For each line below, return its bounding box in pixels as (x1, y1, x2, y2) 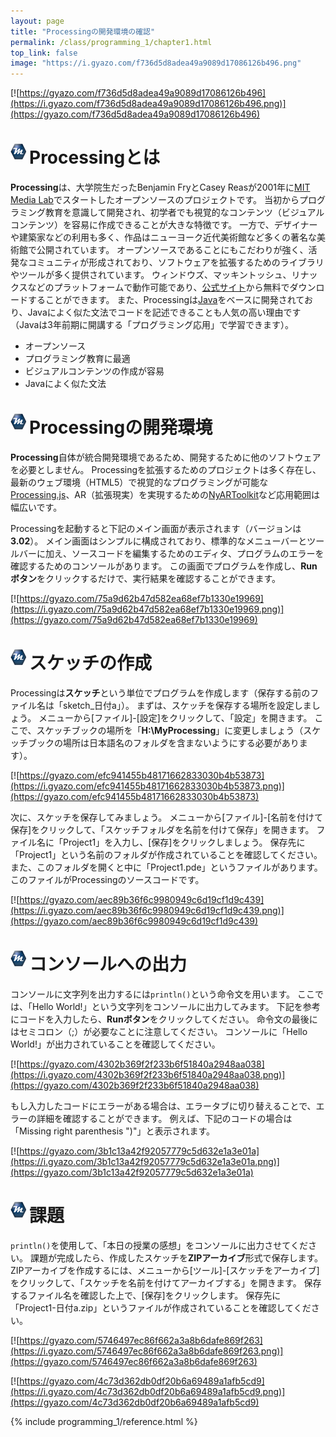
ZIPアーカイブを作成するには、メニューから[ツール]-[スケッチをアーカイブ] (10, 1264, 320, 1276)
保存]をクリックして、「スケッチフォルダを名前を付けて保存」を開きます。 (10, 823, 315, 835)
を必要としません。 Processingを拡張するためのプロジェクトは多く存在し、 (10, 464, 322, 475)
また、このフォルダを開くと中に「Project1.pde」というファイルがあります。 (10, 861, 323, 873)
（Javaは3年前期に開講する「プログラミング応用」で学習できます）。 (10, 319, 294, 331)
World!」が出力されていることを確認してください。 (10, 1038, 221, 1050)
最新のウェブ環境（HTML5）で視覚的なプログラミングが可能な (10, 476, 269, 488)
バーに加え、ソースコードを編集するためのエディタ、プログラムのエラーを (18, 548, 325, 559)
